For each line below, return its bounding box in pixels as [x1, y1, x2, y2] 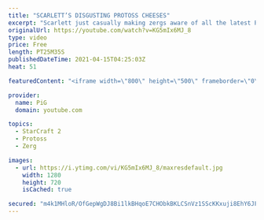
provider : [8, 91, 41, 99]
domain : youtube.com [15, 106, 82, 114]
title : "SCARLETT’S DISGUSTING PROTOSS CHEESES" [8, 11, 170, 20]
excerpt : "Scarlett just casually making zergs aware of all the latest [8, 19, 251, 27]
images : [8, 156, 34, 164]
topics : [8, 120, 34, 129]
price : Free [8, 41, 47, 49]
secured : [8, 200, 37, 208]
